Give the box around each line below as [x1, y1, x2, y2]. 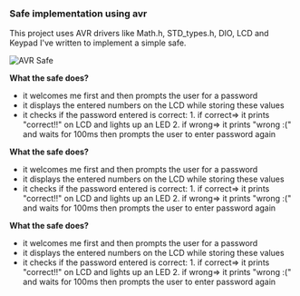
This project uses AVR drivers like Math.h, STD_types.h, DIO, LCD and [9, 28, 269, 39]
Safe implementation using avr [9, 7, 148, 20]
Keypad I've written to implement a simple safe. [9, 37, 187, 48]
